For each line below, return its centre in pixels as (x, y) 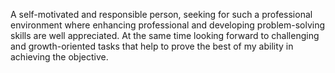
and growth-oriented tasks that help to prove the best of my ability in (152, 46)
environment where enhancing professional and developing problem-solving (168, 25)
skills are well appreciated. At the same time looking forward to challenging (165, 35)
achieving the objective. (59, 57)
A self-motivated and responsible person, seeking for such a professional (161, 14)
